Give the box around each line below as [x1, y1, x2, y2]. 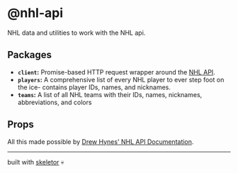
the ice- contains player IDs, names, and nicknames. [17, 83, 171, 91]
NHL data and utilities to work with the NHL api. [7, 28, 146, 37]
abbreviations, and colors [17, 98, 92, 106]
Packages [7, 49, 52, 61]
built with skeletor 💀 [7, 157, 64, 166]
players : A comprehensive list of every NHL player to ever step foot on [17, 75, 225, 84]
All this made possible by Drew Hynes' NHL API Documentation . [7, 137, 194, 146]
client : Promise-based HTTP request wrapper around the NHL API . [17, 67, 216, 76]
